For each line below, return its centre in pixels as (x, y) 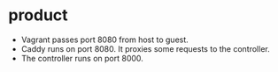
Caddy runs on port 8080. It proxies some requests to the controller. (146, 48)
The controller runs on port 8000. (82, 58)
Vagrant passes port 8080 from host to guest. (105, 40)
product (38, 15)
